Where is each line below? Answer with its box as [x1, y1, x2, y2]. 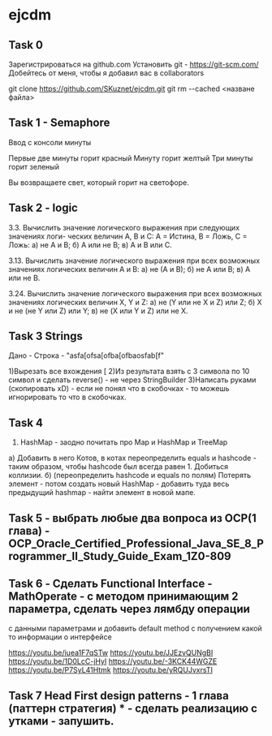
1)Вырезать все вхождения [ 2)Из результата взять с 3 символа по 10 [8, 367, 250, 377]
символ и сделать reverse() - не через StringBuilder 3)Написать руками [8, 375, 257, 385]
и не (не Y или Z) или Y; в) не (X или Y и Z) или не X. [8, 306, 188, 316]
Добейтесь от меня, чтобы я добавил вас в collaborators [8, 68, 205, 78]
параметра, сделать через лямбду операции [8, 602, 250, 616]
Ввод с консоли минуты [8, 137, 92, 147]
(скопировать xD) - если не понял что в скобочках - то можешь [8, 384, 230, 394]
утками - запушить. [8, 714, 114, 728]
